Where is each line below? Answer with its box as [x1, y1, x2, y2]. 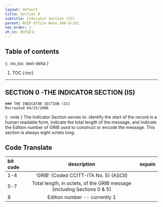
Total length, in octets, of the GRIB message [32, 180, 132, 187]
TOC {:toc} [12, 70, 34, 76]
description [68, 161, 96, 168]
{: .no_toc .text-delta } [5, 60, 49, 66]
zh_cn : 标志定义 [5, 30, 35, 34]
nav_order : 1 [5, 25, 32, 30]
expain [139, 161, 156, 168]
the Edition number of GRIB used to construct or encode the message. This [5, 124, 155, 130]
